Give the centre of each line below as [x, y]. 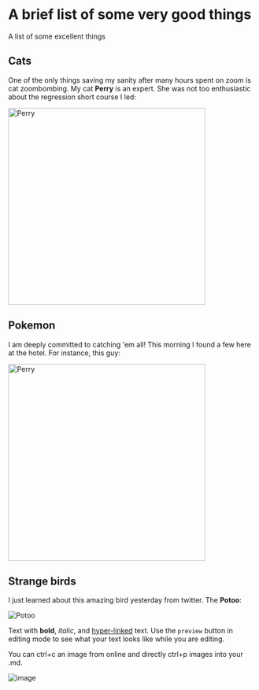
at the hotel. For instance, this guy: [64, 353]
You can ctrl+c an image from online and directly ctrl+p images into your [126, 655]
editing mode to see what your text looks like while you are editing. [117, 639]
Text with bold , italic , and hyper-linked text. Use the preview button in [121, 631]
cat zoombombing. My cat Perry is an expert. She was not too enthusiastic [129, 88]
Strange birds [42, 581]
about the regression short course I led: [72, 97]
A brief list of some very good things [130, 15]
